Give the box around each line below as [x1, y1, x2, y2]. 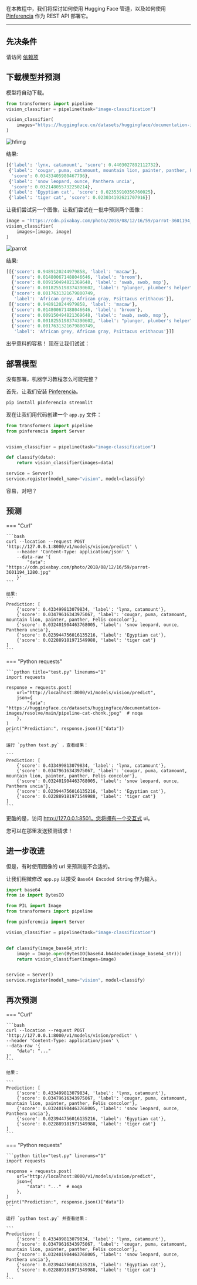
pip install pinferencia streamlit [6, 400, 93, 405]
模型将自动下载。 [6, 89, 47, 96]
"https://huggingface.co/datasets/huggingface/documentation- [6, 705, 161, 711]
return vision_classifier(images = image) [16, 956, 117, 962]
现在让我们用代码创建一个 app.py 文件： [6, 411, 102, 418]
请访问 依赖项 [6, 53, 39, 60]
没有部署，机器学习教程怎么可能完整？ [6, 375, 98, 383]
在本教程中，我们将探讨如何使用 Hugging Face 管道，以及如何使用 [6, 5, 166, 12]
